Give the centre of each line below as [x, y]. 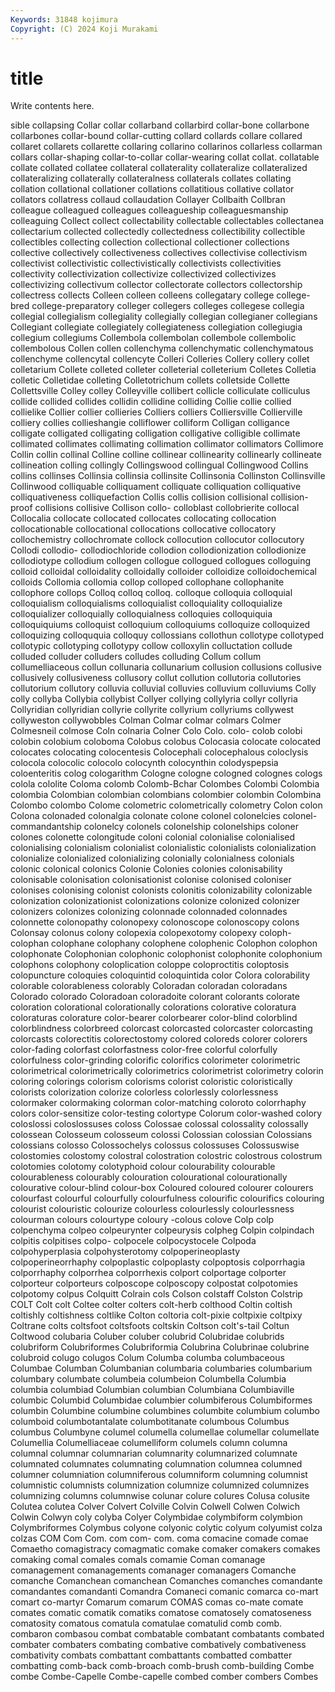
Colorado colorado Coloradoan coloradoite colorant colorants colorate [155, 997]
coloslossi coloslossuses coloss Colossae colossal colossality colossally [159, 1124]
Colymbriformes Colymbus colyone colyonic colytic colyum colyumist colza [166, 1528]
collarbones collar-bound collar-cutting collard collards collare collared [156, 136]
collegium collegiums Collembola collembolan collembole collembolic [153, 338]
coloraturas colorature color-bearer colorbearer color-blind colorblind [154, 1018]
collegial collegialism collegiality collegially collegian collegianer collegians [164, 317]
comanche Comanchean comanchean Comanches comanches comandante [166, 1581]
